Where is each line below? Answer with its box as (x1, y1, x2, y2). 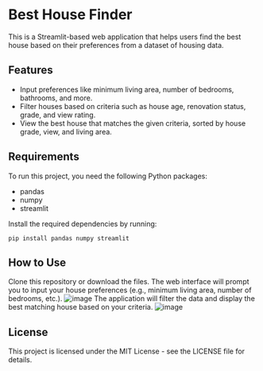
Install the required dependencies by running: (8, 219, 157, 228)
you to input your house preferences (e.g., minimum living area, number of (8, 285, 252, 295)
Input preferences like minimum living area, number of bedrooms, (19, 84, 234, 94)
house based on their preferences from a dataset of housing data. (8, 40, 224, 49)
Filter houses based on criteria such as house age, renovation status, (19, 101, 246, 111)
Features (8, 64, 53, 77)
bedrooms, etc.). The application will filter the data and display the (8, 294, 256, 303)
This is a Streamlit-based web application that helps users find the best (8, 32, 242, 41)
